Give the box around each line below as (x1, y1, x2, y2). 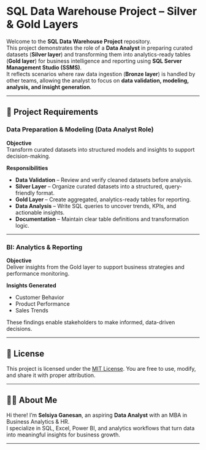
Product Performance (15, 300, 71, 308)
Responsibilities (6, 164, 48, 171)
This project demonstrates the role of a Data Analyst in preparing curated (6, 44, 193, 52)
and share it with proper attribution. (6, 371, 96, 379)
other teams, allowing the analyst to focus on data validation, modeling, (6, 77, 189, 84)
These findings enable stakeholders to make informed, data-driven (6, 318, 175, 326)
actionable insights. (15, 209, 65, 216)
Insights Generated (6, 281, 56, 289)
